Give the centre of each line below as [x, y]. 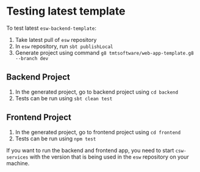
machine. [18, 163]
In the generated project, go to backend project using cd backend [97, 92]
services [17, 157]
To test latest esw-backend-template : [51, 28]
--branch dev [32, 58]
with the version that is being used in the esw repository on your [109, 157]
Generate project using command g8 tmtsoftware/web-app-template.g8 [104, 52]
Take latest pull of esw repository [56, 40]
